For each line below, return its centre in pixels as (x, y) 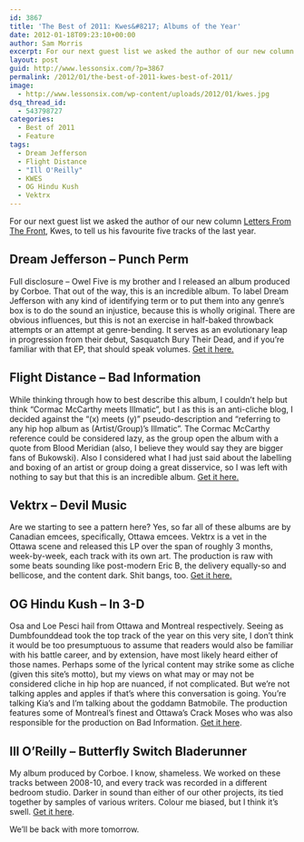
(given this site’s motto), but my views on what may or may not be (132, 675)
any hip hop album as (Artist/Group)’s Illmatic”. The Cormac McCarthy (140, 428)
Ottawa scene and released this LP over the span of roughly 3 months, (142, 546)
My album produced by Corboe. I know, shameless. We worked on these (145, 773)
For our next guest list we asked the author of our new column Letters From (151, 221)
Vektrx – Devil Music (68, 506)
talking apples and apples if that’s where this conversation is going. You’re (148, 694)
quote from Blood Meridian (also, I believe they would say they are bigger (147, 447)
